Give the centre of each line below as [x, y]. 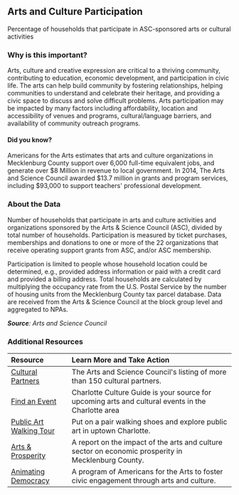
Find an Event [34, 401]
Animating [28, 471]
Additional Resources [45, 341]
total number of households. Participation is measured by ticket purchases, [117, 235]
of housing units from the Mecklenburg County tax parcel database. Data [115, 294]
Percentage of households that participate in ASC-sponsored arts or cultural [119, 28]
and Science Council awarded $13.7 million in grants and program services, [118, 178]
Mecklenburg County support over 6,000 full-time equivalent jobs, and [111, 163]
